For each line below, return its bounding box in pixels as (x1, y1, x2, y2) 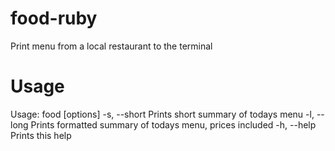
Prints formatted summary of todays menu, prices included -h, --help (30, 118, 317, 131)
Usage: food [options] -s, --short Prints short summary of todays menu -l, (10, 108, 315, 120)
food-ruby (10, 7, 98, 30)
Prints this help (10, 129, 72, 141)
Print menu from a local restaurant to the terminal (10, 40, 213, 52)
